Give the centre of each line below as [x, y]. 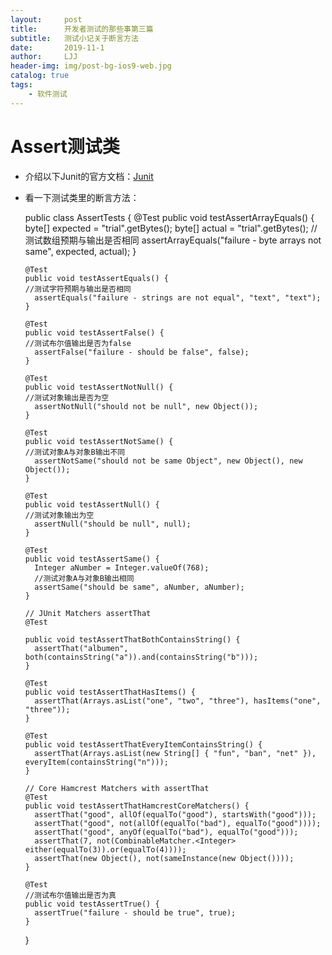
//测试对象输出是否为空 [67, 397]
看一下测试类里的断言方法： [82, 197]
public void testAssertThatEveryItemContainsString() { [143, 744]
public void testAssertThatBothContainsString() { [132, 639]
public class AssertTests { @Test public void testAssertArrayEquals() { [169, 217]
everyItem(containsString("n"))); [96, 762]
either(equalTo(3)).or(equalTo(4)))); [105, 849]
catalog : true [40, 76]
